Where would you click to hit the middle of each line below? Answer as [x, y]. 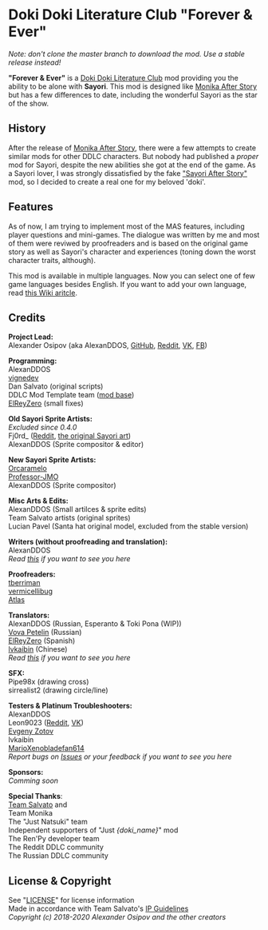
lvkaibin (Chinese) [38, 649]
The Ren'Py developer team [54, 839]
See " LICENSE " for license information [71, 900]
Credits [27, 317]
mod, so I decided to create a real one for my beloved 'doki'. [107, 182]
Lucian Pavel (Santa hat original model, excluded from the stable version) [128, 526]
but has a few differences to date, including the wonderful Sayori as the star [133, 94]
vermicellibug [31, 591]
